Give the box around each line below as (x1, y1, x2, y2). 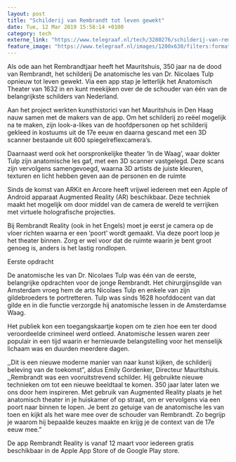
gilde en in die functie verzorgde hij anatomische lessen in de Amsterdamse (7, 301, 227, 309)
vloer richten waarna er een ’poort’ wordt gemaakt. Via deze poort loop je (7, 229, 220, 237)
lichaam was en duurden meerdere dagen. (7, 345, 130, 352)
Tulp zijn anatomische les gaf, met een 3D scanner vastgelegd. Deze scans (7, 157, 225, 165)
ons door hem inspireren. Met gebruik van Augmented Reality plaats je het (7, 388, 223, 396)
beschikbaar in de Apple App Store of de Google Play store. (7, 447, 181, 454)
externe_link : (7, 37, 49, 44)
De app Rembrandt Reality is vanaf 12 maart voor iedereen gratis (7, 439, 195, 447)
